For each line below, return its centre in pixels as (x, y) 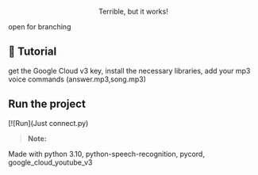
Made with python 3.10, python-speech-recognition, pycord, (106, 154)
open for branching (40, 27)
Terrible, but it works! (133, 11)
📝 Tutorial (33, 52)
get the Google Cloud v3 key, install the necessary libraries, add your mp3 (129, 70)
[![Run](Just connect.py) (48, 123)
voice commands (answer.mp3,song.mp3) (77, 79)
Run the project (47, 104)
